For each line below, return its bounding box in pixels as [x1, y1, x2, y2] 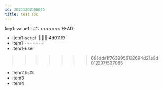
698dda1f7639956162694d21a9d [91, 55, 159, 60]
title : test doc [5, 12, 38, 17]
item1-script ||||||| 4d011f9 [12, 35, 65, 41]
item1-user [12, 45, 34, 51]
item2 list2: [12, 69, 35, 75]
